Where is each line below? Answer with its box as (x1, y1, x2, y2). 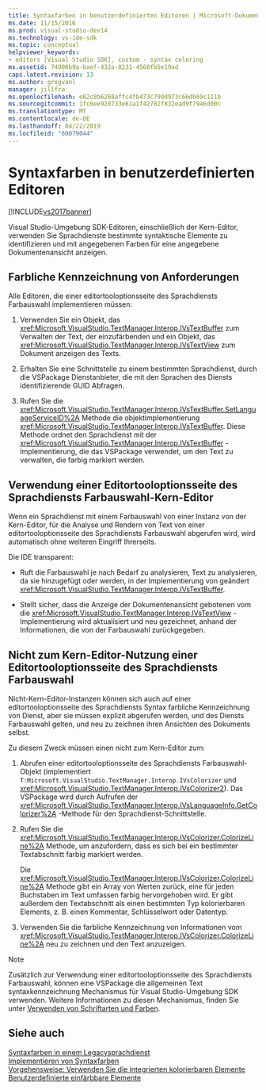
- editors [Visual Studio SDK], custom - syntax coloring (8, 56, 203, 64)
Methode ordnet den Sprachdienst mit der (19, 430, 157, 440)
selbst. (8, 728, 30, 737)
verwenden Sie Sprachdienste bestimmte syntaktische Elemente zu (8, 231, 228, 240)
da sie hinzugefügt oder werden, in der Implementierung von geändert (19, 576, 249, 586)
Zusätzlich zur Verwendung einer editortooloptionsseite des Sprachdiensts (8, 970, 253, 979)
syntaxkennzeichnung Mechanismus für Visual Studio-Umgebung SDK (8, 987, 239, 996)
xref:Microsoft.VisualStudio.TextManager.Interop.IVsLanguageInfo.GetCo (19, 801, 258, 809)
